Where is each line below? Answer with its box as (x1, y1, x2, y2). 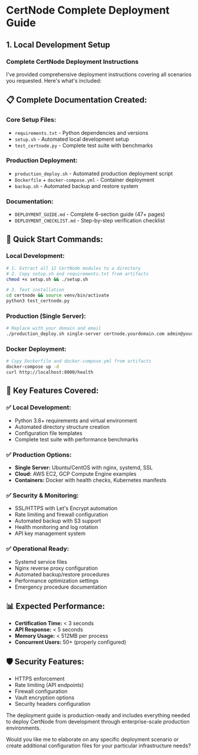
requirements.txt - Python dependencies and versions (14, 129, 148, 136)
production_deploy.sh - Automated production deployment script (14, 170, 173, 177)
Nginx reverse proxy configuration (14, 564, 98, 572)
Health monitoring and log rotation (14, 524, 98, 531)
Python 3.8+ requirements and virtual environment (14, 417, 137, 424)
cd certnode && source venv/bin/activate (6, 292, 110, 299)
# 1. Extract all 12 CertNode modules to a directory (6, 265, 141, 271)
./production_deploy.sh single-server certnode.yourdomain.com (6, 331, 165, 337)
